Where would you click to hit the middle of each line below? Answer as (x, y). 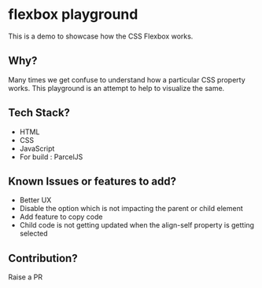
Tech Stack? (39, 113)
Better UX (35, 200)
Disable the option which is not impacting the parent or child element (131, 209)
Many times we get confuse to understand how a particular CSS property (127, 79)
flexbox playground (73, 15)
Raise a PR (26, 277)
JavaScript (37, 148)
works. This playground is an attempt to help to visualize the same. (116, 88)
